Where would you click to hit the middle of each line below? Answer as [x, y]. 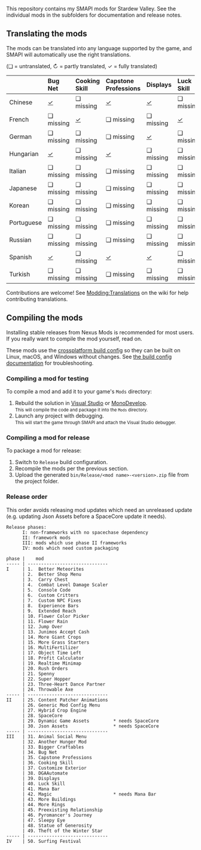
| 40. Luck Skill [44, 784]
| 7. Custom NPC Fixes [52, 601]
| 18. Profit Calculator [53, 658]
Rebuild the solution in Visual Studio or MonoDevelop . [81, 403]
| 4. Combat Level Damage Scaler [65, 585]
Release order [27, 497]
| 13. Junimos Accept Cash [56, 632]
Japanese [23, 188]
